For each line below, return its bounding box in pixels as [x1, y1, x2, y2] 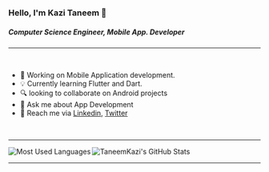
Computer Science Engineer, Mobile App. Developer [8, 27, 186, 37]
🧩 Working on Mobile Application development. [19, 70, 175, 79]
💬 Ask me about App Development [19, 99, 134, 109]
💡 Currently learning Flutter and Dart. [19, 78, 143, 88]
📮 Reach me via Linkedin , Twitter [19, 108, 128, 118]
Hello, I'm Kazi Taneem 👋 [8, 7, 107, 18]
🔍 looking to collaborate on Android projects [19, 88, 168, 98]
